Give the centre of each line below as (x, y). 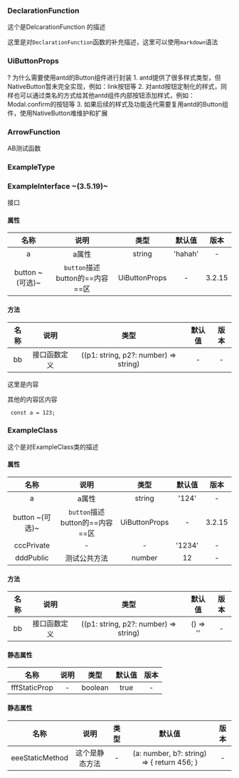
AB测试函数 (24, 148)
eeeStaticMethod (40, 757)
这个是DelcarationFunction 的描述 (57, 27)
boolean (95, 688)
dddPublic (32, 558)
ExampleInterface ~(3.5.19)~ (58, 186)
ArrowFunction (34, 132)
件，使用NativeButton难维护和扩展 (58, 113)
